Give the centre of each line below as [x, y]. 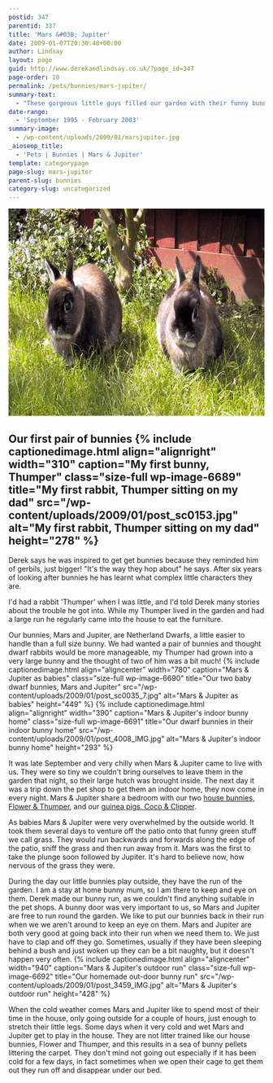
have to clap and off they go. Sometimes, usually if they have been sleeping [135, 941]
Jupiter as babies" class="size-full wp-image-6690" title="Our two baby [130, 678]
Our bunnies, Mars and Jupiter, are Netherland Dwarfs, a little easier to [127, 634]
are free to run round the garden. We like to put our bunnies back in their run [136, 915]
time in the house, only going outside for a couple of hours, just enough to [132, 1018]
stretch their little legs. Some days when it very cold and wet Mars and [126, 1027]
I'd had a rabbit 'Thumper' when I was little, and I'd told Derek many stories [134, 602]
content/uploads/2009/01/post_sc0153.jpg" [123, 515]
